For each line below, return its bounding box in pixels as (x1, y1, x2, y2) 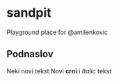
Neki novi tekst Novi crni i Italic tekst (6, 66, 112, 75)
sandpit (6, 5, 51, 21)
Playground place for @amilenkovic (6, 28, 109, 36)
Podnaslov (6, 48, 54, 60)
